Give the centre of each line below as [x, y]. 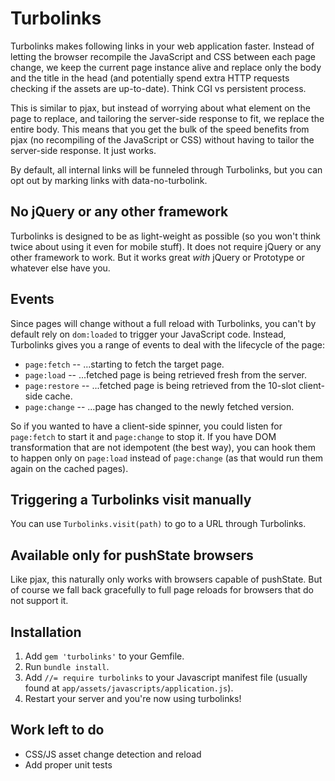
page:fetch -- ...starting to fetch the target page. [124, 364]
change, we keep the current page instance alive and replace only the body [166, 67]
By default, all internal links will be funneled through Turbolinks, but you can [166, 169]
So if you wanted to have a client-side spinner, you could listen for [146, 426]
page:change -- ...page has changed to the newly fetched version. [159, 406]
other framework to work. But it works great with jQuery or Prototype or [157, 257]
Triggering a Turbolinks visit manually [131, 499]
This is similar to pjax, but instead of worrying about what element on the [160, 108]
